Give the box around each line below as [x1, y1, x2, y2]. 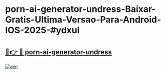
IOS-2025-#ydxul [5, 25, 80, 36]
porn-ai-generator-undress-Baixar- [5, 3, 156, 15]
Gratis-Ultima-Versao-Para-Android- [5, 14, 162, 25]
